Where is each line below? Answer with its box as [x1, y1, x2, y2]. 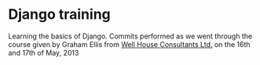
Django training [8, 5, 112, 23]
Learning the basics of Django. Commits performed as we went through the [8, 31, 253, 41]
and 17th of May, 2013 [8, 48, 79, 57]
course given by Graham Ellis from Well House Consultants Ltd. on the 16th [8, 39, 251, 49]
